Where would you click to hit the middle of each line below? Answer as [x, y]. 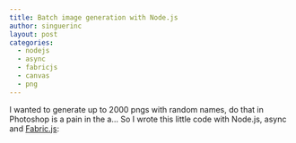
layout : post [34, 34]
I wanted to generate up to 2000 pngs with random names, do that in [137, 109]
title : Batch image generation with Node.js [94, 17]
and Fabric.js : [35, 128]
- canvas [34, 76]
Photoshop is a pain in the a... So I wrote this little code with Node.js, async [148, 119]
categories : [31, 42]
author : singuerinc [46, 26]
